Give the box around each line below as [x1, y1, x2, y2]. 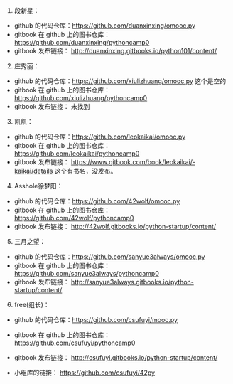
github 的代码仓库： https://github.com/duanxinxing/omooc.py [13, 21, 196, 30]
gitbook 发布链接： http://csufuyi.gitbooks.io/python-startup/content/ [13, 353, 218, 361]
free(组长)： [13, 301, 50, 309]
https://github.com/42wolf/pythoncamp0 [13, 214, 134, 222]
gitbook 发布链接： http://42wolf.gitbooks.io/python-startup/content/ [13, 223, 217, 230]
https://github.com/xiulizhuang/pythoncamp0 [13, 94, 148, 102]
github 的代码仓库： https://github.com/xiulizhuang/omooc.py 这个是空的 [13, 77, 227, 85]
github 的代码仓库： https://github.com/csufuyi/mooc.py [13, 316, 178, 324]
